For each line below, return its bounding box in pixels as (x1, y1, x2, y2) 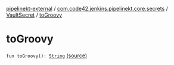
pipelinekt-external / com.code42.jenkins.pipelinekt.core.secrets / (6, 5, 169, 12)
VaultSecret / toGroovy (6, 11, 63, 18)
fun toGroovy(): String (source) (6, 52, 88, 59)
